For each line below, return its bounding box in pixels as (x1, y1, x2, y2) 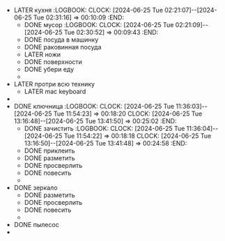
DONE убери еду (24, 65, 75, 73)
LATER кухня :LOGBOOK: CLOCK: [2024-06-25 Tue (13, 6, 164, 14)
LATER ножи (24, 50, 61, 59)
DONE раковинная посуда (24, 43, 102, 51)
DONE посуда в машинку (24, 36, 99, 44)
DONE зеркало (13, 184, 58, 192)
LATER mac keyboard (24, 87, 86, 95)
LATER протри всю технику (13, 80, 95, 88)
